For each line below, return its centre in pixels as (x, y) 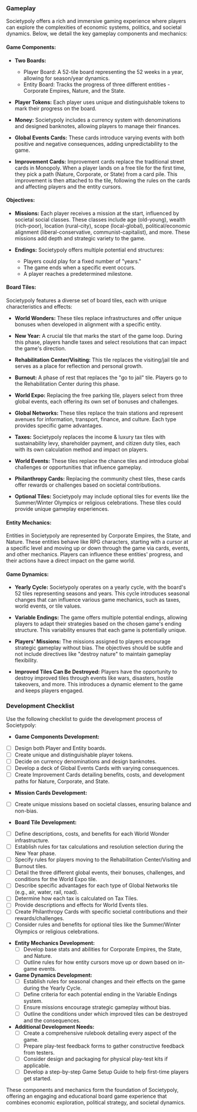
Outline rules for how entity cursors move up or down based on (100, 962)
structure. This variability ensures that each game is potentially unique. (101, 630)
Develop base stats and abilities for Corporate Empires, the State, (103, 949)
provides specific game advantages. (59, 425)
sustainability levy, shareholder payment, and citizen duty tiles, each (97, 443)
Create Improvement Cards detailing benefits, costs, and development (100, 774)
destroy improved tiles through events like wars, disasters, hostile (94, 678)
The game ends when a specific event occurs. (79, 268)
